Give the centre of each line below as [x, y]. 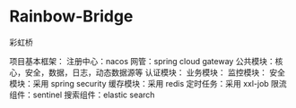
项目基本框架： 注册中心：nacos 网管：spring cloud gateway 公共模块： [142, 61]
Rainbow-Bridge [71, 17]
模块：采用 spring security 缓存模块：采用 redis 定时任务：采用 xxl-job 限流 [148, 83]
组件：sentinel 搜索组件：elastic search [82, 95]
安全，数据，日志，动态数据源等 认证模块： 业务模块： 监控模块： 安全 [155, 72]
